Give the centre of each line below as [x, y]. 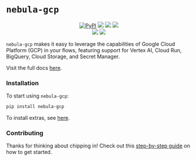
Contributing [25, 133]
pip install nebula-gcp [35, 107]
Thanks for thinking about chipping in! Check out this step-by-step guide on [98, 146]
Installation [23, 83]
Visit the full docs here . [34, 68]
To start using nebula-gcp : [37, 96]
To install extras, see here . [38, 118]
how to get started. [29, 152]
